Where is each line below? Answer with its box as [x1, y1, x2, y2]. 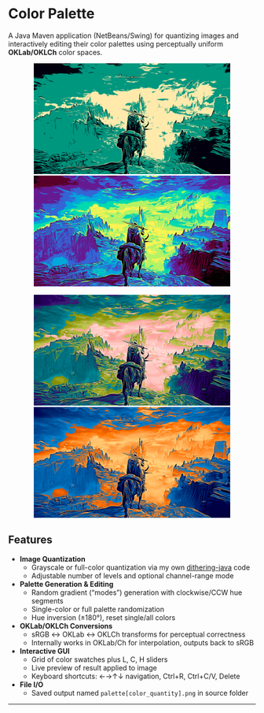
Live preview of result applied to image [31, 663, 157, 672]
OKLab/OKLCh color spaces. [8, 47, 103, 57]
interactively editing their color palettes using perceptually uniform [8, 39, 224, 48]
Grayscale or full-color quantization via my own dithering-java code [31, 563, 251, 572]
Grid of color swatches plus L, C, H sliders [31, 655, 168, 664]
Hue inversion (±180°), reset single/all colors [31, 612, 176, 622]
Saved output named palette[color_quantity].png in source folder [31, 688, 249, 697]
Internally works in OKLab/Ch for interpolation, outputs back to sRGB [31, 637, 254, 647]
